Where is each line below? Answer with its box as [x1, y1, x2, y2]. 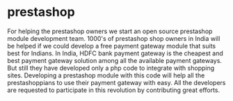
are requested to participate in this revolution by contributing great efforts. [7, 86, 220, 94]
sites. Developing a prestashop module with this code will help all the [7, 71, 205, 80]
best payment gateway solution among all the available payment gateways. [7, 56, 223, 64]
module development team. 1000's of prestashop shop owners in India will [7, 34, 220, 42]
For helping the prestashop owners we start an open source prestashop [7, 27, 213, 35]
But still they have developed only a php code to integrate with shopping [7, 64, 215, 72]
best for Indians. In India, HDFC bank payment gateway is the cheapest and [7, 49, 224, 57]
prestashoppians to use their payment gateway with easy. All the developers [7, 78, 226, 86]
